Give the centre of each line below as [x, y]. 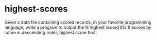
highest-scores [36, 9]
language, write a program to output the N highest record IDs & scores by [78, 27]
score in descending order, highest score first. [51, 32]
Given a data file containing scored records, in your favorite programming [78, 22]
